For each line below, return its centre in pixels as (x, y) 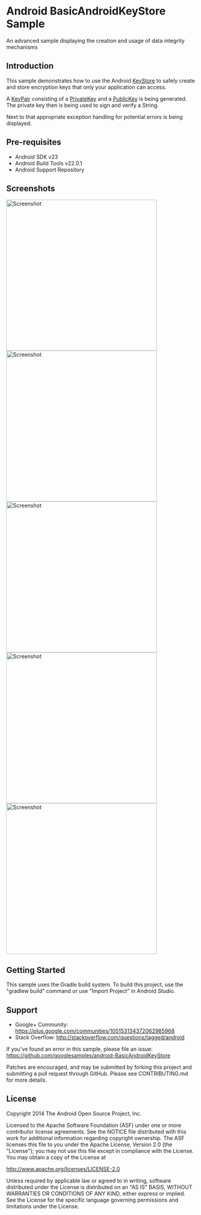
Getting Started (36, 970)
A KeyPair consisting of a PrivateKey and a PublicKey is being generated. (97, 98)
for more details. (26, 1080)
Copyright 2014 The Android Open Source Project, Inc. (74, 1113)
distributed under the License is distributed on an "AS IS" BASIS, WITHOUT (99, 1187)
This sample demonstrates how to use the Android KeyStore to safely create (101, 80)
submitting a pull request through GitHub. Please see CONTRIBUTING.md (97, 1073)
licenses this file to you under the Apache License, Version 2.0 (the (89, 1144)
